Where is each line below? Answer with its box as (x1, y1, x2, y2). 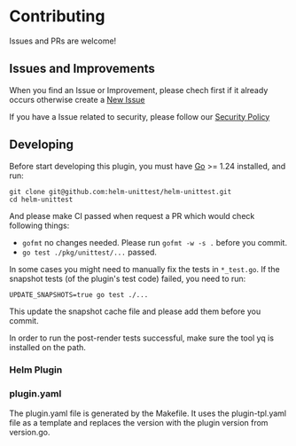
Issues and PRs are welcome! (9, 35, 117, 46)
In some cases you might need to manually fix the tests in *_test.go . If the (9, 263, 281, 274)
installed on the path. (9, 341, 87, 352)
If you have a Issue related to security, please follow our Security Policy (9, 111, 270, 121)
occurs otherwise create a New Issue (9, 94, 145, 105)
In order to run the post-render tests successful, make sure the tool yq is (9, 333, 275, 343)
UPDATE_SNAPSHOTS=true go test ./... (9, 290, 149, 299)
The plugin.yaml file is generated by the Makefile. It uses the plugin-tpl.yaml (9, 408, 287, 419)
